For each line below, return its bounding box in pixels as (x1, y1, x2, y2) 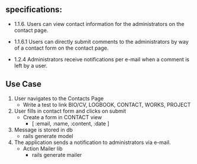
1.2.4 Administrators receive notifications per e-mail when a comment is (14, 55, 190, 63)
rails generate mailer (31, 151, 82, 158)
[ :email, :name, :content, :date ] (31, 120, 110, 127)
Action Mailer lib (22, 145, 63, 152)
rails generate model (22, 132, 73, 139)
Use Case (5, 79, 42, 89)
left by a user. (14, 62, 48, 69)
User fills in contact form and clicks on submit (14, 107, 127, 114)
